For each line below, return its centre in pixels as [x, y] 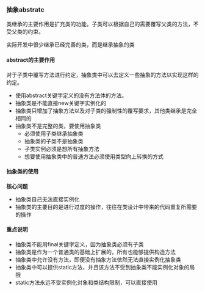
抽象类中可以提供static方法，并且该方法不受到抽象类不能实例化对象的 [102, 267]
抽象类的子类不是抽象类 [54, 141]
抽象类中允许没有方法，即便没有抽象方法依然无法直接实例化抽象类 [98, 259]
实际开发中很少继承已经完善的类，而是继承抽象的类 [70, 45]
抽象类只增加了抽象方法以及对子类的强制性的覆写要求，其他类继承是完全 [106, 111]
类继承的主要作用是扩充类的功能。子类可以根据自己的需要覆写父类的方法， [100, 24]
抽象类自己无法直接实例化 [47, 199]
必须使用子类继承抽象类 [54, 133]
